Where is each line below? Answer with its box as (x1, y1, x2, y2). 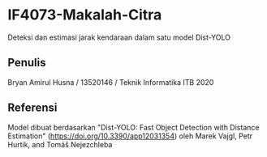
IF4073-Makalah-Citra (7, 6, 162, 24)
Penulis (7, 56, 46, 70)
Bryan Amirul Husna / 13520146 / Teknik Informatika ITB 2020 (7, 77, 214, 87)
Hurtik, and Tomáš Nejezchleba (7, 139, 113, 149)
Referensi (7, 101, 58, 115)
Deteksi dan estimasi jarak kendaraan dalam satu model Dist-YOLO (7, 32, 230, 42)
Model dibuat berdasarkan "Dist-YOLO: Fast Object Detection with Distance (7, 122, 260, 132)
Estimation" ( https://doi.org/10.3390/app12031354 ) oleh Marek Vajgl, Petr (7, 131, 253, 141)
